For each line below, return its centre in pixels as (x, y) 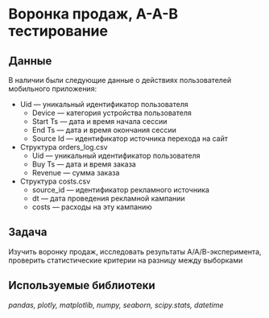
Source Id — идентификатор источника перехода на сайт (130, 138)
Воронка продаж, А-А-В (93, 14)
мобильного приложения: (53, 89)
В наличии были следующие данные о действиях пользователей (120, 80)
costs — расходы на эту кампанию (92, 207)
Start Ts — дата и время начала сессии (99, 121)
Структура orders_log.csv (64, 147)
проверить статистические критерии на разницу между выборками (126, 260)
